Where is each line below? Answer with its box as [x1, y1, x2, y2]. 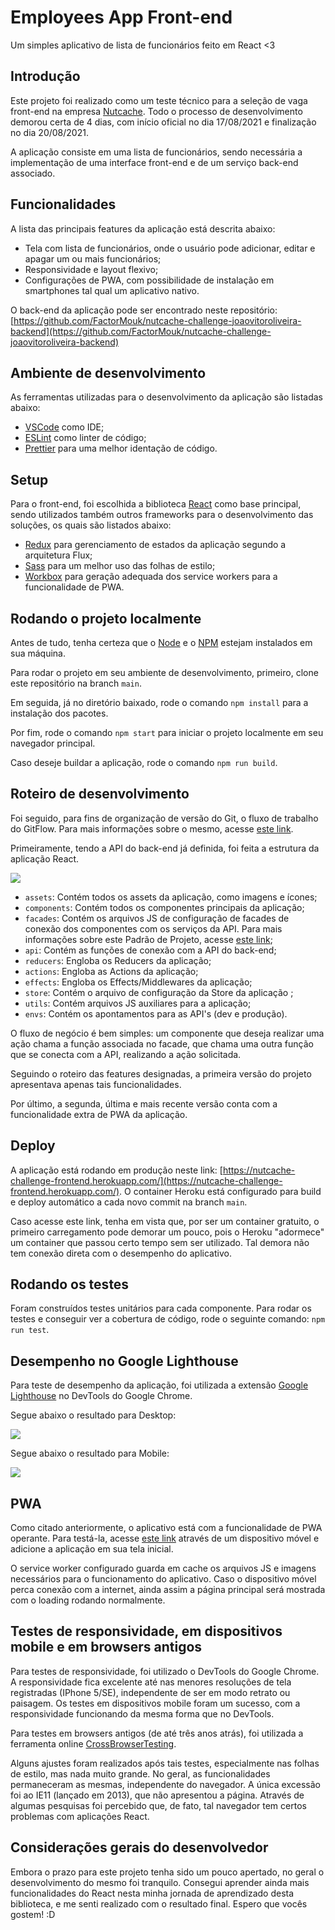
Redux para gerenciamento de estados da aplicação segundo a [24, 539, 287, 551]
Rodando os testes [10, 1276, 130, 1293]
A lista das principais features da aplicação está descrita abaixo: [10, 222, 276, 235]
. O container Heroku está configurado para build [119, 1185, 322, 1197]
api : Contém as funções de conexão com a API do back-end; [24, 944, 277, 956]
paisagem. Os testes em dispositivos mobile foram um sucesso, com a [10, 1697, 301, 1709]
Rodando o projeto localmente [10, 610, 202, 627]
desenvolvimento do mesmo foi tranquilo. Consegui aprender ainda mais [10, 1876, 310, 1888]
